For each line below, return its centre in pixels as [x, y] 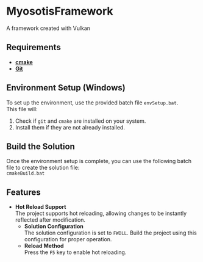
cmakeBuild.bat [26, 173]
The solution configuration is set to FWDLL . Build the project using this [110, 233]
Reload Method [44, 246]
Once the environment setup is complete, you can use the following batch [99, 161]
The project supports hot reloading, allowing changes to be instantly [101, 213]
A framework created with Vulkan [48, 28]
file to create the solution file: [43, 168]
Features [23, 192]
